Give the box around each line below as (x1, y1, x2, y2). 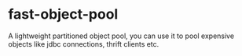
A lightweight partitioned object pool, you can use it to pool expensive (8, 31, 234, 40)
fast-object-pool (8, 5, 119, 23)
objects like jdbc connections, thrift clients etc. (8, 39, 159, 48)
